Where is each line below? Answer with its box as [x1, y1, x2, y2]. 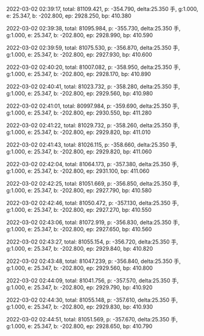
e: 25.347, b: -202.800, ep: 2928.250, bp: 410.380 [6, 12, 132, 19]
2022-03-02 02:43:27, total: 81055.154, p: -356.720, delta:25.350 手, [6, 238, 178, 245]
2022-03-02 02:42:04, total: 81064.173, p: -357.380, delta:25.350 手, [6, 161, 179, 167]
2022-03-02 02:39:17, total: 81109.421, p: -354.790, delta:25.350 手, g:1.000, [6, 5, 199, 12]
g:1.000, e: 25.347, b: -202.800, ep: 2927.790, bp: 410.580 [6, 187, 152, 194]
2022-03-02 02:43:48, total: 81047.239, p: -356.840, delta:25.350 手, [6, 257, 181, 265]
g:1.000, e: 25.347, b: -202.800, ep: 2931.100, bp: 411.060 [6, 167, 150, 175]
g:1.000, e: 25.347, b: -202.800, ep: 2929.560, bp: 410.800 [6, 264, 153, 271]
